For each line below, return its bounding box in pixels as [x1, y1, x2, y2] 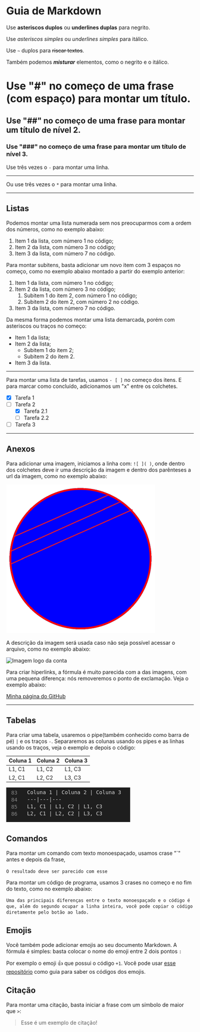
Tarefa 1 [14, 394, 35, 401]
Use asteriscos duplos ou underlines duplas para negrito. [6, 24, 151, 31]
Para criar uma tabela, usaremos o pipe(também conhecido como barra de [6, 731, 189, 738]
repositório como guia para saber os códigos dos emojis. [6, 968, 146, 975]
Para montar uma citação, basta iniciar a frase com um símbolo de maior [6, 1001, 185, 1008]
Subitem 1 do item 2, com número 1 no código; [23, 291, 137, 299]
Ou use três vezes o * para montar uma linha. [6, 180, 117, 188]
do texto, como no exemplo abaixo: [6, 885, 92, 892]
